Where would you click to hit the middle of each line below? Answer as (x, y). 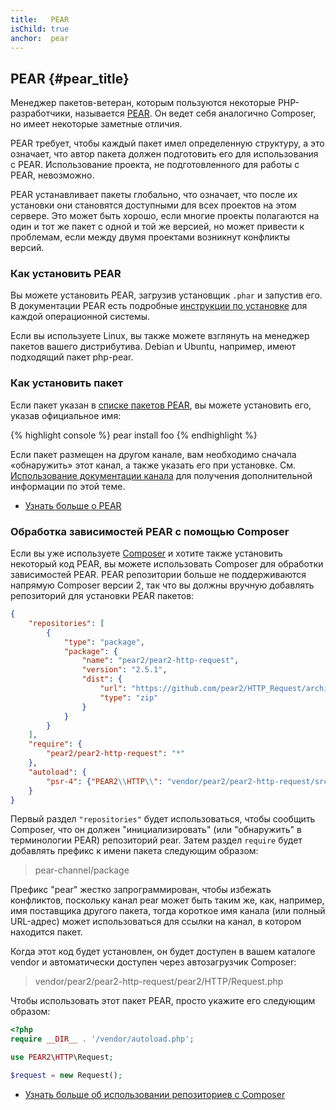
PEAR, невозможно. (52, 175)
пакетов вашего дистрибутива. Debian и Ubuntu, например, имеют (153, 347)
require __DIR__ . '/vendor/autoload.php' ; (102, 1039)
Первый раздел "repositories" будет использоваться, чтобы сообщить (163, 819)
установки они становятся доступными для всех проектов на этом (153, 205)
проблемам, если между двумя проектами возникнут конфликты (150, 237)
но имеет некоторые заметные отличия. (96, 124)
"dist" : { (102, 679)
